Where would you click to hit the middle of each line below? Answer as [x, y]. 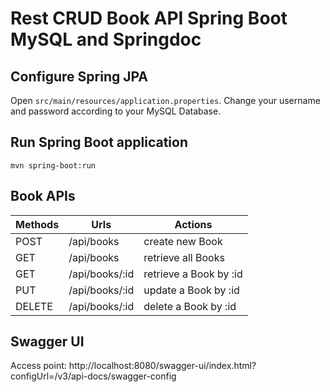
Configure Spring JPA [79, 76]
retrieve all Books [184, 257]
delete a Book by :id [190, 306]
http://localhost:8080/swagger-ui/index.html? [162, 366]
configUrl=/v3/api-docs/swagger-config [93, 376]
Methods [37, 224]
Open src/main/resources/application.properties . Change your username [165, 100]
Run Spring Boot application [99, 142]
